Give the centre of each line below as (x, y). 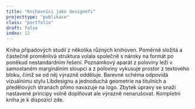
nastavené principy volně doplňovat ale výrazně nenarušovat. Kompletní (93, 94)
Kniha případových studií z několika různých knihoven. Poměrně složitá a (94, 50)
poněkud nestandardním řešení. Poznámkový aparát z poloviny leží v (89, 63)
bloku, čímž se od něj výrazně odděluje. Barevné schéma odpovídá (87, 75)
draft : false (22, 28)
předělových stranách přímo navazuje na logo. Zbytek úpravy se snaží (91, 87)
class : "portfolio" (30, 22)
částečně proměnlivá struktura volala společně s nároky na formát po (90, 56)
